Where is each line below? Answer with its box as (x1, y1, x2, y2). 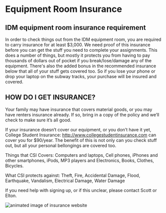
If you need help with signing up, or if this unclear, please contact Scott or (5, 187, 157, 193)
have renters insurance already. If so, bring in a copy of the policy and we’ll (5, 111, 160, 117)
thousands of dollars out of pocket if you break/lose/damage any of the (5, 58, 152, 63)
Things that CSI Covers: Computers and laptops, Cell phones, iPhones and (5, 152, 158, 158)
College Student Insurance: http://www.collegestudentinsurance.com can (5, 132, 157, 138)
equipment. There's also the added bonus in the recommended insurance (5, 63, 156, 69)
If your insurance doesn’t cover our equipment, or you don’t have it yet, (5, 126, 152, 132)
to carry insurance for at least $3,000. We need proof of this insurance (5, 42, 151, 48)
